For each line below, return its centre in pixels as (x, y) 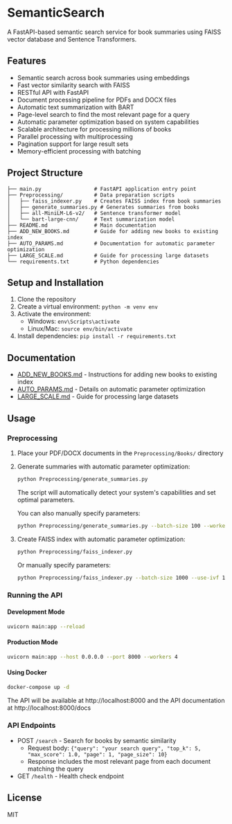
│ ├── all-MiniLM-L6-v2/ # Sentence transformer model (94, 213)
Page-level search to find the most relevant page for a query (104, 114)
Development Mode (36, 612)
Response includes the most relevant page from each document (119, 761)
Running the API (35, 595)
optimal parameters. (46, 500)
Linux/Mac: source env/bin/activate (80, 329)
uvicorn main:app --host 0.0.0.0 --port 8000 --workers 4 (92, 657)
